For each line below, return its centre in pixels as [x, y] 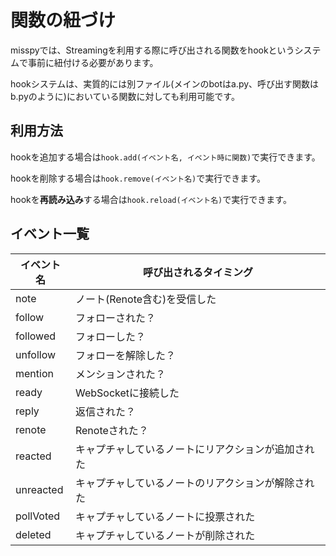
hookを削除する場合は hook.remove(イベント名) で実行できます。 [138, 178]
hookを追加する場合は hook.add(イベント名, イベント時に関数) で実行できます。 [165, 157]
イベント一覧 [50, 234]
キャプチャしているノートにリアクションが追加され [194, 449]
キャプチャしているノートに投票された [165, 516]
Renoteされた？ [111, 430]
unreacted [39, 489]
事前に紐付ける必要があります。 [93, 62]
